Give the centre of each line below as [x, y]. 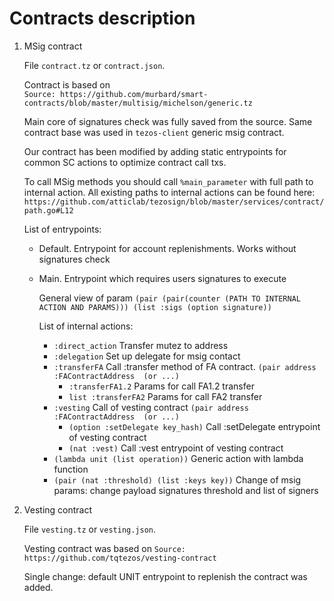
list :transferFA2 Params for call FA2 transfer [165, 396]
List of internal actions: [86, 326]
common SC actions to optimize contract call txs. [125, 162]
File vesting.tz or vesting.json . [90, 529]
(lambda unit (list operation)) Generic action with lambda [178, 458]
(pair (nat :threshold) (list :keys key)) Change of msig [177, 479]
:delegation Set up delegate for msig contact [147, 356]
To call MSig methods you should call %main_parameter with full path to [168, 181]
